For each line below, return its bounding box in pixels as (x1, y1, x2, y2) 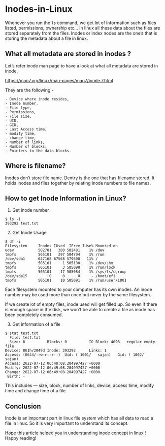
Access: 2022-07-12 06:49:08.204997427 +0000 (5, 361, 100, 366)
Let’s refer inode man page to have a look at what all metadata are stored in (5, 63, 158, 68)
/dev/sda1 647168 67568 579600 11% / (5, 256, 98, 261)
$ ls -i (5, 217, 21, 222)
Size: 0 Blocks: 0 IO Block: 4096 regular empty (9, 340, 155, 345)
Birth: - (7, 374, 26, 379)
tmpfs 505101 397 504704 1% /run (5, 252, 105, 257)
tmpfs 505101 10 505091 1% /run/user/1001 (5, 278, 127, 283)
